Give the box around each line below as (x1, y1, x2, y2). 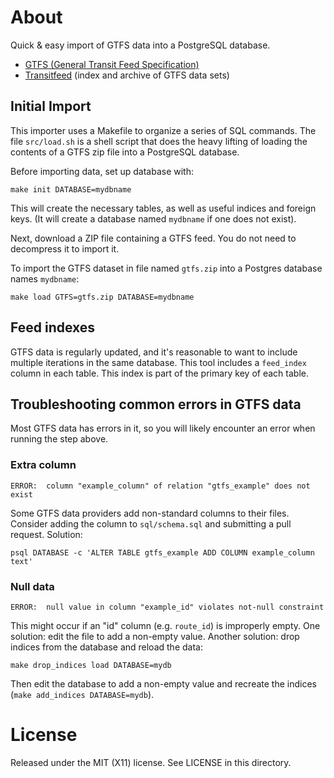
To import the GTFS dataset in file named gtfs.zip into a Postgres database (10, 262, 323, 274)
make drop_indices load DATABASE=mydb (10, 660, 172, 670)
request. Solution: (10, 528, 83, 540)
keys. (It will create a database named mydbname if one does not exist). (10, 212, 297, 225)
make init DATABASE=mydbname (10, 184, 132, 195)
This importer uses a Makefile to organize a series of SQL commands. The (10, 124, 317, 136)
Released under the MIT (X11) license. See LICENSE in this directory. (10, 756, 292, 768)
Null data (10, 579, 55, 593)
